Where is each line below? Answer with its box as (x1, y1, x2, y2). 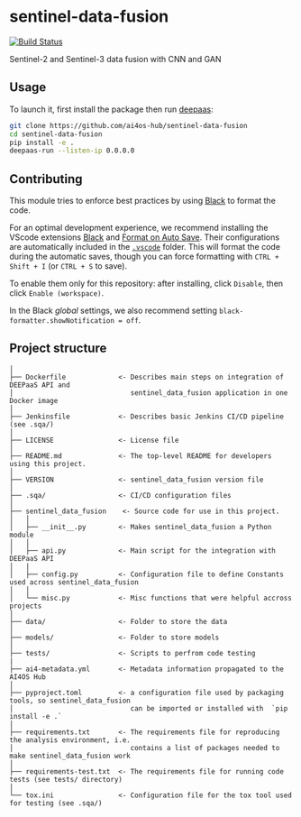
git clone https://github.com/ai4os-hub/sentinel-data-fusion (9, 121, 248, 130)
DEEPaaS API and (9, 381, 70, 390)
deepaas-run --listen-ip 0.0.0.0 (9, 146, 135, 155)
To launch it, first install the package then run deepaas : (9, 104, 214, 115)
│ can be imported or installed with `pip (9, 703, 288, 713)
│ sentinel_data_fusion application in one (9, 388, 288, 398)
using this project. (9, 459, 87, 468)
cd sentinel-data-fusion (9, 129, 103, 139)
